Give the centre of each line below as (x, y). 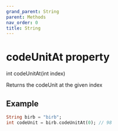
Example (22, 104)
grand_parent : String (33, 12)
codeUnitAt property (58, 57)
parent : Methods (26, 17)
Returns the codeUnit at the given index (54, 85)
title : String (24, 28)
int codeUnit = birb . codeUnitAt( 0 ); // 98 (59, 122)
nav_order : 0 (22, 22)
